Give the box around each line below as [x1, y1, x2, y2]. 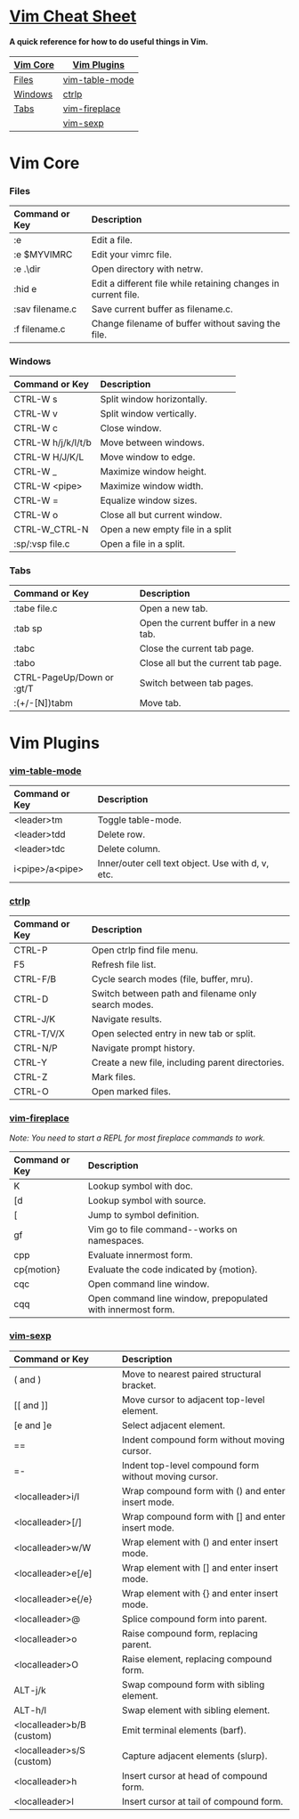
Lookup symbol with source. [87, 1194, 206, 1206]
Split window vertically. [100, 408, 198, 420]
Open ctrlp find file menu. [91, 944, 198, 956]
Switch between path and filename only [91, 987, 257, 1000]
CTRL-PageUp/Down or [13, 671, 114, 684]
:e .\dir [13, 263, 41, 275]
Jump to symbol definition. [87, 1208, 199, 1221]
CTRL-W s [13, 394, 58, 406]
